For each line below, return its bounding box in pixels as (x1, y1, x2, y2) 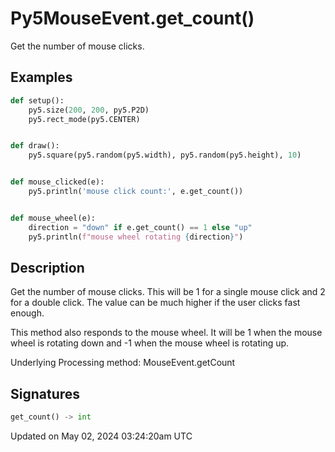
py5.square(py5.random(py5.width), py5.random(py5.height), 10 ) (28, 150, 302, 161)
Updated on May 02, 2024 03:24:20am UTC (10, 430, 193, 442)
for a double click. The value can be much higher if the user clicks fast (10, 297, 301, 309)
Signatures (10, 385, 81, 402)
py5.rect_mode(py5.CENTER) (28, 114, 141, 124)
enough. (10, 307, 45, 319)
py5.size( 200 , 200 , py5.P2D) (28, 105, 150, 115)
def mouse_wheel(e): (10, 213, 97, 223)
